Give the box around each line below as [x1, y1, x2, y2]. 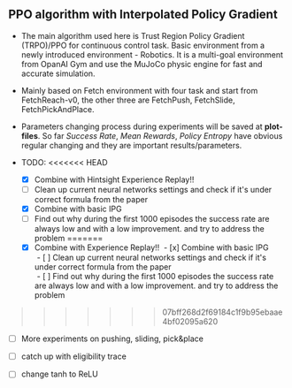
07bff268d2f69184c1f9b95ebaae [162, 307, 283, 317]
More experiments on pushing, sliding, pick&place [20, 333, 204, 344]
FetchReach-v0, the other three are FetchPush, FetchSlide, [20, 95, 235, 105]
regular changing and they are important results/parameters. [20, 140, 242, 150]
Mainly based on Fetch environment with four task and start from [20, 85, 258, 95]
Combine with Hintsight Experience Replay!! [34, 174, 195, 185]
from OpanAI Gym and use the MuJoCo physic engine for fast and [20, 58, 263, 69]
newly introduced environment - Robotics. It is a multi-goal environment [20, 49, 284, 60]
